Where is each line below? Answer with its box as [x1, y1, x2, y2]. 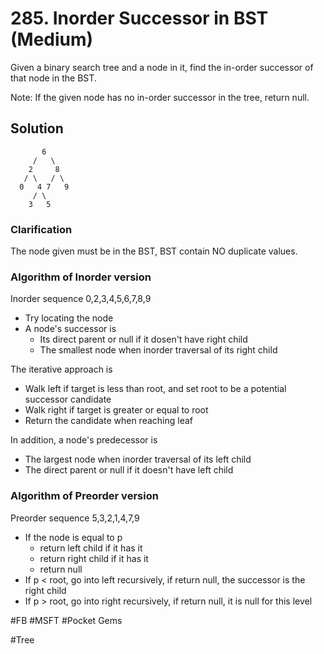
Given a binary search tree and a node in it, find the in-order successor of [10, 61, 314, 73]
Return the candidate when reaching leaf [24, 415, 193, 427]
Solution [10, 120, 64, 137]
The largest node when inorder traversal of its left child [24, 453, 252, 466]
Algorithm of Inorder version [10, 270, 152, 284]
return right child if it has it [39, 552, 149, 564]
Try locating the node [24, 312, 114, 324]
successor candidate [24, 393, 112, 406]
